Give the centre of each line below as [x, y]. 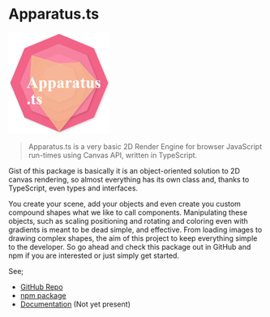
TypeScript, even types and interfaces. [73, 188]
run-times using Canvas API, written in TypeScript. [113, 155]
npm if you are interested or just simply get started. [94, 255]
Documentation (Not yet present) [75, 304]
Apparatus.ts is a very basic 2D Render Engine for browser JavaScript [145, 146]
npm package [43, 295]
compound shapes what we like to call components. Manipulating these [128, 212]
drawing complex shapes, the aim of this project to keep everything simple [133, 238]
